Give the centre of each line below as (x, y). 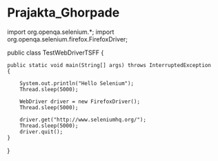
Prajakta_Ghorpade (63, 13)
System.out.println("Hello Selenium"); (77, 83)
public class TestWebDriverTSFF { (56, 53)
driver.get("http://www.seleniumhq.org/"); (83, 120)
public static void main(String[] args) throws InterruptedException (109, 65)
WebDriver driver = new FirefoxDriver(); (80, 102)
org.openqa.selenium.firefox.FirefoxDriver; (68, 39)
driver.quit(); (41, 132)
